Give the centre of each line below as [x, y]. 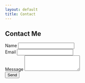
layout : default [21, 9]
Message [14, 69]
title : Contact [20, 14]
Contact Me [23, 34]
